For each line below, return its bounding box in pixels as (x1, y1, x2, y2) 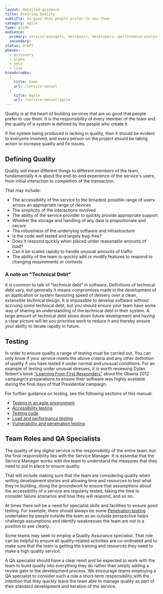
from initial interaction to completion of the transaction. (5, 178, 115, 184)
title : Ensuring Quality (5, 12, 55, 17)
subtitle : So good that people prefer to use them (5, 16, 110, 21)
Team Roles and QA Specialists (5, 435, 101, 443)
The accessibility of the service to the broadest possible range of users (12, 197, 155, 203)
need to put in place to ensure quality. (5, 463, 81, 469)
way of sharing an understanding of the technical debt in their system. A (5, 308, 149, 314)
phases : (5, 48, 21, 52)
